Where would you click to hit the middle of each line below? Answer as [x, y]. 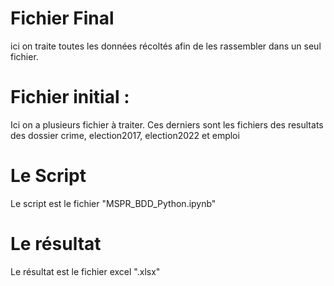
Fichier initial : [70, 97]
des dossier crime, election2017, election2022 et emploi [125, 135]
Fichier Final [62, 18]
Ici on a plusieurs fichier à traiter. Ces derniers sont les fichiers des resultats [167, 124]
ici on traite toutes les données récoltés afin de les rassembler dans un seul [166, 46]
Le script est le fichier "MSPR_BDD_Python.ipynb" [113, 203]
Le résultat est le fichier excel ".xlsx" [85, 271]
